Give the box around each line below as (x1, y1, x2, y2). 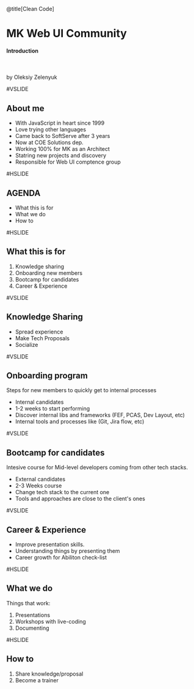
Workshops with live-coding (15, 618, 87, 625)
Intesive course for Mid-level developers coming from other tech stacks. (6, 464, 188, 471)
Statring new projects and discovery (15, 152, 107, 159)
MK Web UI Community (6, 27, 127, 40)
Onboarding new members (15, 269, 83, 277)
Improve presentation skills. (15, 541, 85, 549)
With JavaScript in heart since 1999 (15, 119, 105, 127)
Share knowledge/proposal (15, 670, 84, 677)
